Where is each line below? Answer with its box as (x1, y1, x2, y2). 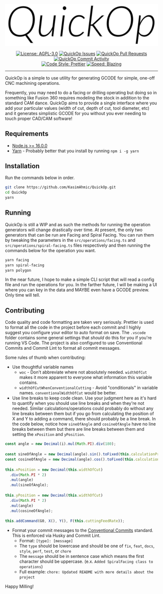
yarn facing (5, 257, 29, 262)
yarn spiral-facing (5, 262, 45, 268)
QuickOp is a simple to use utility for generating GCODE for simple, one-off (5, 75, 155, 81)
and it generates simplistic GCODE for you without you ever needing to (5, 110, 147, 116)
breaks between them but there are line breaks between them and (12, 426, 145, 432)
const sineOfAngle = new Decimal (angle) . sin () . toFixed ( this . (5, 452, 131, 457)
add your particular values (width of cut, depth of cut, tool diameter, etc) (5, 105, 149, 111)
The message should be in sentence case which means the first (19, 554, 145, 559)
